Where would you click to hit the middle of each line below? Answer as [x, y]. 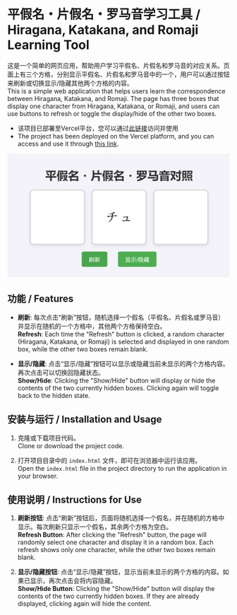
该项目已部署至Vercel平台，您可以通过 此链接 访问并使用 [98, 128]
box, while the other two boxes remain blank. [83, 349]
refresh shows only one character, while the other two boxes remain [116, 550]
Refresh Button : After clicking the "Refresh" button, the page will [112, 535]
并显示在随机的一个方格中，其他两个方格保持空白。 [92, 326]
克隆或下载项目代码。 [48, 438]
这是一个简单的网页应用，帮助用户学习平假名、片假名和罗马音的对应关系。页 [119, 65]
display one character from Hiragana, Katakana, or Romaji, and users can [114, 106]
